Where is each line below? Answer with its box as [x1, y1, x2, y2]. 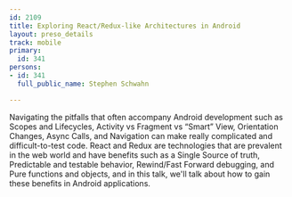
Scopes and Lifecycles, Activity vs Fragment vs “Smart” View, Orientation [9, 121, 279, 132]
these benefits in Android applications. [9, 177, 151, 188]
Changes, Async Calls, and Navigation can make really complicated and [9, 130, 273, 141]
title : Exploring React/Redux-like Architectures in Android [9, 21, 241, 30]
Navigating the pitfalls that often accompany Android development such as [9, 111, 283, 122]
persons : [9, 63, 42, 72]
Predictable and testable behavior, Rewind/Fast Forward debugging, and [9, 159, 274, 169]
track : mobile [9, 37, 62, 47]
